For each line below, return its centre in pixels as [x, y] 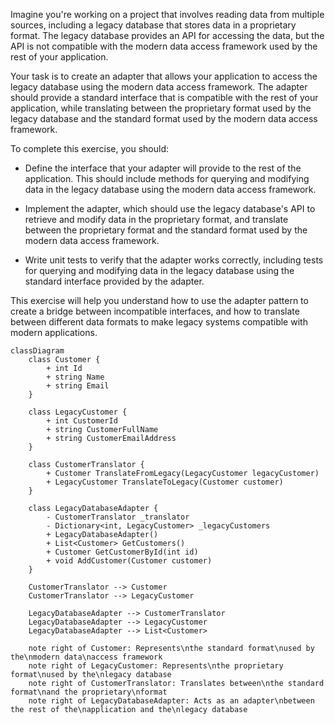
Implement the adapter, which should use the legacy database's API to [170, 208]
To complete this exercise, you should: [90, 148]
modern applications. [54, 332]
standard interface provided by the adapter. [114, 281]
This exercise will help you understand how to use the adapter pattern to [159, 300]
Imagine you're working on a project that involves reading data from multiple [167, 14]
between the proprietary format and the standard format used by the [166, 230]
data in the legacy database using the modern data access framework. [170, 189]
